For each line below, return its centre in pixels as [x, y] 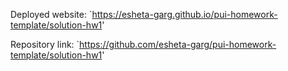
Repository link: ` [45, 44]
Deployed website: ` [51, 14]
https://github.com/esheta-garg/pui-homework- [178, 44]
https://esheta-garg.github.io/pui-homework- [184, 14]
